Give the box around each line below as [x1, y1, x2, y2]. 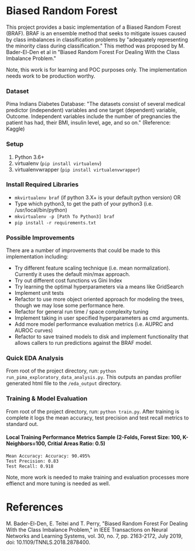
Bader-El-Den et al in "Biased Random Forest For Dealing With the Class [6, 48, 180, 55]
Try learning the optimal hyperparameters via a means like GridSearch [14, 283, 184, 290]
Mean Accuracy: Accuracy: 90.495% [6, 453, 91, 459]
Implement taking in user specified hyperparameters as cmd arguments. [14, 314, 189, 321]
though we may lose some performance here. [14, 302, 125, 309]
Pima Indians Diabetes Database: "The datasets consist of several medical [6, 100, 186, 107]
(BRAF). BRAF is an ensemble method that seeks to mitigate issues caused [6, 29, 186, 36]
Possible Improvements [6, 233, 75, 241]
